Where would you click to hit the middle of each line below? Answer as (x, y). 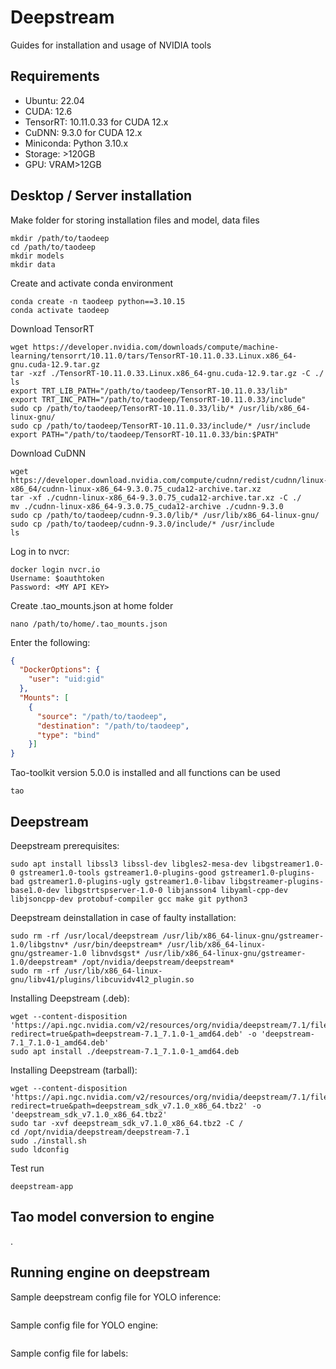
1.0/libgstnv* (40, 945)
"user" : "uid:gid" (66, 679)
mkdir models (37, 256)
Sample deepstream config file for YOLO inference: (116, 1297)
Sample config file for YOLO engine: (84, 1325)
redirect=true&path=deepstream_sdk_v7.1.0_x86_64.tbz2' (129, 1106)
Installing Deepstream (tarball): (74, 1070)
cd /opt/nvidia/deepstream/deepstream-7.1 (100, 1132)
